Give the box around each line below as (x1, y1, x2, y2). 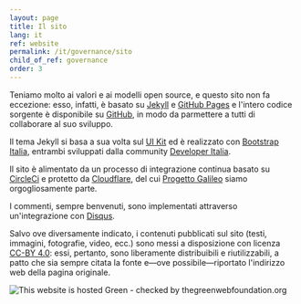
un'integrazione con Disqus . (9, 210, 116, 221)
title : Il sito (9, 22, 67, 31)
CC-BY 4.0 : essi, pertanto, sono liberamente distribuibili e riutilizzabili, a (9, 247, 280, 258)
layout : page (9, 13, 59, 23)
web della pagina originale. (9, 267, 111, 278)
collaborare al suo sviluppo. (9, 118, 114, 129)
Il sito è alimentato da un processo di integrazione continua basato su (9, 163, 271, 174)
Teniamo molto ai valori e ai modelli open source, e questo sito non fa (9, 89, 271, 100)
